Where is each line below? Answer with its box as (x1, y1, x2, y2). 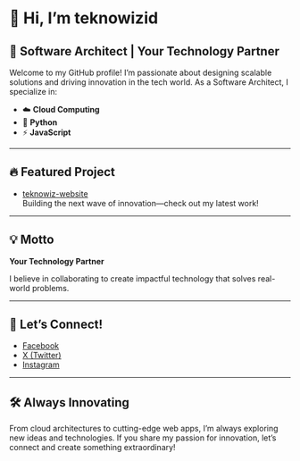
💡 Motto (9, 232, 54, 247)
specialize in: (9, 87, 58, 96)
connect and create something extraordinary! (9, 442, 176, 453)
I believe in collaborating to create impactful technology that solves (9, 272, 256, 284)
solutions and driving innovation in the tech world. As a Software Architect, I (9, 77, 288, 88)
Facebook (21, 340, 60, 351)
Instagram (21, 359, 60, 370)
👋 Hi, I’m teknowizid (9, 8, 159, 29)
